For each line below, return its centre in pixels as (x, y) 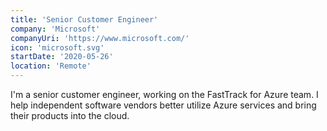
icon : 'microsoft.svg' (57, 47)
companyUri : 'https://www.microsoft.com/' (100, 38)
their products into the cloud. (70, 115)
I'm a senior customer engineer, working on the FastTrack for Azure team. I (164, 94)
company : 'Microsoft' (55, 29)
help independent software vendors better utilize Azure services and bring (163, 105)
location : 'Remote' (51, 66)
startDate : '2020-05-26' (62, 57)
